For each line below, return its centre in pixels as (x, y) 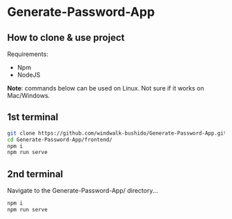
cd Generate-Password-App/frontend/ (60, 140)
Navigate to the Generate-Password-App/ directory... (83, 191)
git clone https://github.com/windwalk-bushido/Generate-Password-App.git (117, 133)
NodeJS (29, 75)
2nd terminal (35, 174)
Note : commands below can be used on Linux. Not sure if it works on (106, 88)
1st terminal (33, 117)
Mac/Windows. (29, 95)
